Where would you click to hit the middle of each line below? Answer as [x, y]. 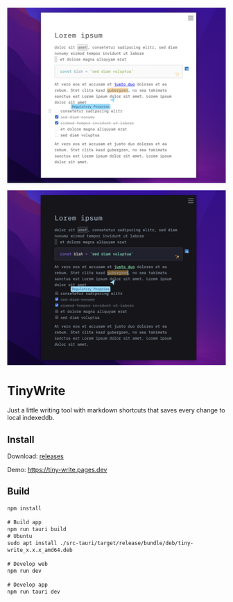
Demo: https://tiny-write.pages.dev [57, 469]
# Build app [24, 522]
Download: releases [36, 456]
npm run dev [24, 571]
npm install [24, 508]
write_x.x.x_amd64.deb [40, 550]
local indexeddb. [31, 418]
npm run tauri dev [34, 592]
